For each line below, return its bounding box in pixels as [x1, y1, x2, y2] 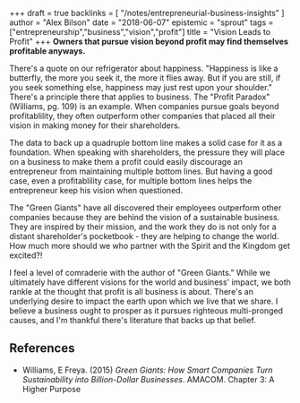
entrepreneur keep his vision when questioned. [9, 185, 184, 195]
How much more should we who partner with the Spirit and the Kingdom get [9, 241, 291, 251]
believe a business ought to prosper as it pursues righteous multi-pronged [9, 305, 284, 316]
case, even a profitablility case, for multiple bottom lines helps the [9, 176, 253, 186]
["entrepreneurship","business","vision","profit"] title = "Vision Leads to [9, 27, 271, 37]
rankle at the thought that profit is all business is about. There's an [9, 287, 253, 296]
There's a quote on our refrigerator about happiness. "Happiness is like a [9, 63, 279, 73]
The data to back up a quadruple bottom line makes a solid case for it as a [9, 138, 283, 148]
